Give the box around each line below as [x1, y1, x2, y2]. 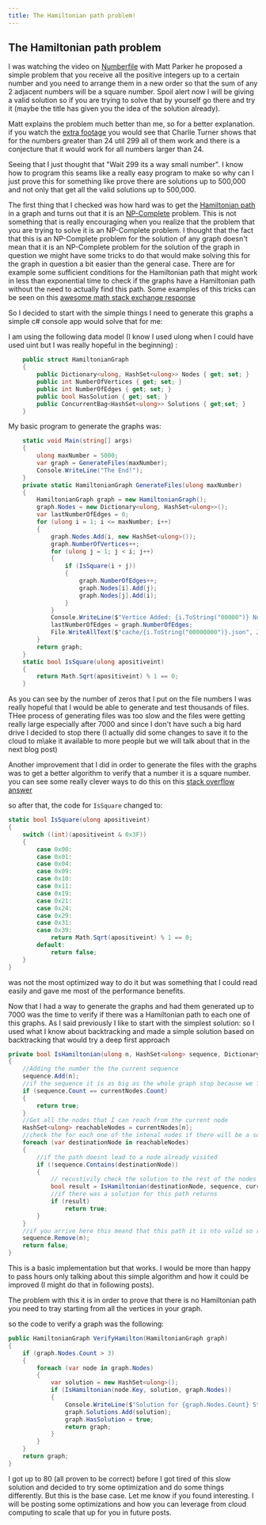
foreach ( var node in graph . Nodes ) [36, 1363, 154, 1372]
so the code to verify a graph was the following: [8, 1319, 164, 1329]
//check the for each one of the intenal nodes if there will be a [22, 1131, 249, 1139]
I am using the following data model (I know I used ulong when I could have [8, 332, 254, 341]
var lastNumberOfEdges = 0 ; [36, 511, 129, 519]
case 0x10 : [36, 875, 73, 883]
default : [36, 941, 66, 949]
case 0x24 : [36, 904, 73, 912]
